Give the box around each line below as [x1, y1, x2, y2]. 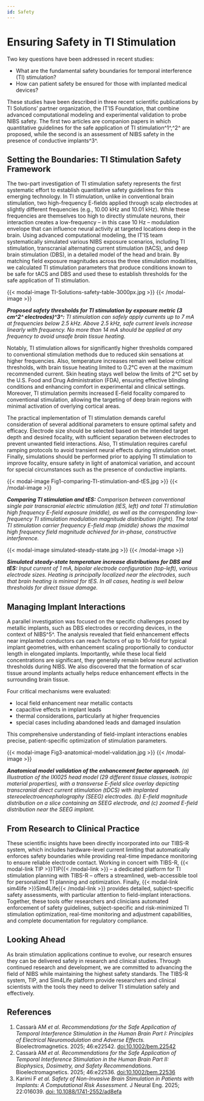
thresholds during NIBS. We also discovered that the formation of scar [7, 663, 183, 670]
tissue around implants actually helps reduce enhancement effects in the [7, 670, 189, 677]
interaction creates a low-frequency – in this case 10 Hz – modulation [7, 219, 180, 226]
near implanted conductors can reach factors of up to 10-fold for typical [7, 637, 187, 645]
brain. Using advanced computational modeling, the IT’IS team [7, 232, 163, 239]
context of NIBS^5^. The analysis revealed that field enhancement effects [7, 631, 190, 638]
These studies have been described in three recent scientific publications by [7, 98, 199, 105]
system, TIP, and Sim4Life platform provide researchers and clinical [7, 976, 177, 984]
